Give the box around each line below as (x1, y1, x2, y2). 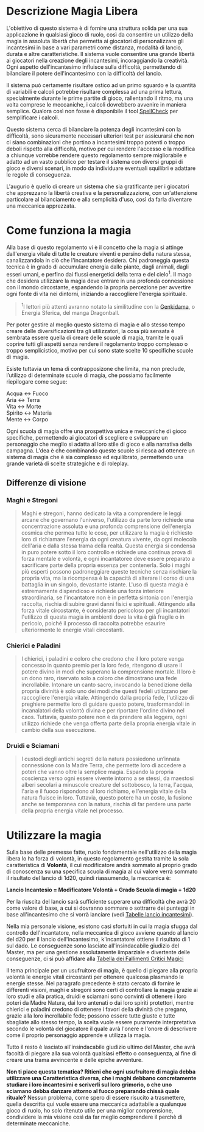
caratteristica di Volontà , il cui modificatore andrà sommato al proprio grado (6, 862, 197, 869)
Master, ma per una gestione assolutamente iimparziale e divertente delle (6, 949, 191, 956)
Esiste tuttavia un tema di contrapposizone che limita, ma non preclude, (6, 365, 186, 373)
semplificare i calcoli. (6, 114, 60, 121)
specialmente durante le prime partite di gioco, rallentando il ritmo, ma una (6, 94, 194, 102)
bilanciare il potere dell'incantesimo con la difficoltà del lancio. (6, 69, 163, 77)
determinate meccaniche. (6, 1120, 71, 1127)
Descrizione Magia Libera (6, 4, 138, 18)
